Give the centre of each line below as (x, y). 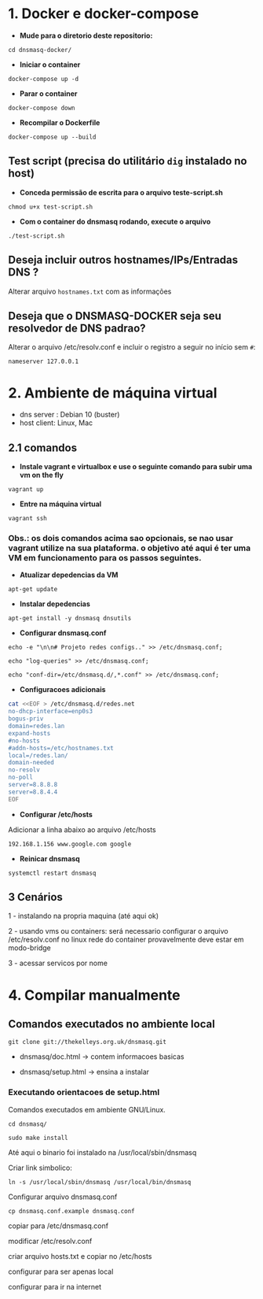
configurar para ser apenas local (61, 1271)
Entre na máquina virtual (60, 504)
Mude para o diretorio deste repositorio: (86, 35)
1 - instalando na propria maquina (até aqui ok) (84, 916)
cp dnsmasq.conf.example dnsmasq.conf (71, 1211)
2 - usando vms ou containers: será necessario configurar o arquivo (119, 931)
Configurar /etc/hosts (56, 814)
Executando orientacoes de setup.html (84, 1093)
